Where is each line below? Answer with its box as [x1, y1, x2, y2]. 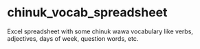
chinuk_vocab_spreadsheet [7, 5, 168, 20]
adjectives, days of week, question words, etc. [7, 34, 139, 42]
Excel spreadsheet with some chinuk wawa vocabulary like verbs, [7, 27, 194, 35]
